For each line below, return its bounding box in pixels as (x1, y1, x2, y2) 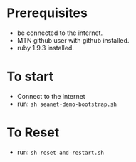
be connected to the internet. (16, 28, 103, 37)
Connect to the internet (16, 92, 86, 100)
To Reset (6, 124, 60, 141)
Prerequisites (6, 5, 88, 21)
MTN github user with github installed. (16, 36, 130, 44)
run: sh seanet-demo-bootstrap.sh (16, 99, 117, 108)
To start (6, 69, 54, 85)
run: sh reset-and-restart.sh (16, 148, 105, 156)
